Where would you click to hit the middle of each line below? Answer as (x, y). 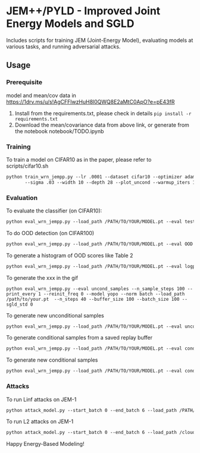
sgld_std (17, 304)
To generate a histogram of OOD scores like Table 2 (70, 255)
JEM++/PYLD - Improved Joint (83, 11)
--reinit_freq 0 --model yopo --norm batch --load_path (114, 294)
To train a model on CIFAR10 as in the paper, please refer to (79, 159)
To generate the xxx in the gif (42, 278)
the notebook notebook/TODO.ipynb (59, 131)
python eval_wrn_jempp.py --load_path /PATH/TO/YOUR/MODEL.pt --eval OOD (100, 244)
